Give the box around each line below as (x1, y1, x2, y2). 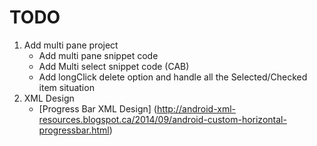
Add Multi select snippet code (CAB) (38, 60, 190, 72)
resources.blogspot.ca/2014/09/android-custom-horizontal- (38, 113, 287, 125)
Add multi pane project (23, 39, 119, 51)
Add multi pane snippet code (38, 49, 159, 61)
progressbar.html (38, 124, 110, 136)
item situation (38, 81, 95, 93)
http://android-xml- (156, 102, 237, 115)
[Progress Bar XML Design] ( (38, 102, 157, 115)
